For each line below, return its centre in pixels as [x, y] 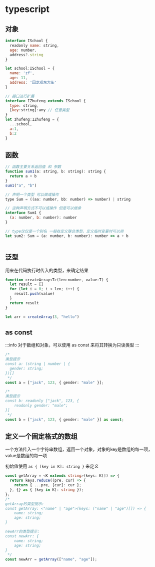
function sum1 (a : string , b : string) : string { [56, 171]
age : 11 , [19, 78]
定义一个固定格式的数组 [41, 436]
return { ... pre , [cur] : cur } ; [48, 485]
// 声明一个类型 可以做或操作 [32, 195]
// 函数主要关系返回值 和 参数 [33, 167]
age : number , [23, 50]
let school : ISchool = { [30, 69]
